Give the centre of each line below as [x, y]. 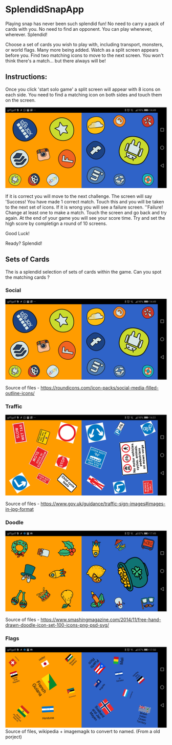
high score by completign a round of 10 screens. [56, 223]
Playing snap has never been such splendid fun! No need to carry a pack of [85, 24]
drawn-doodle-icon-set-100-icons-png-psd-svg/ [57, 625]
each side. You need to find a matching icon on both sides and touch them [84, 95]
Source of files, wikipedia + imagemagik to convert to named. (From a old [83, 731]
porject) [14, 737]
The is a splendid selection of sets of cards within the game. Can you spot [83, 272]
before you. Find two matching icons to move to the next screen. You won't [84, 55]
